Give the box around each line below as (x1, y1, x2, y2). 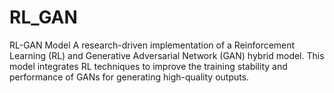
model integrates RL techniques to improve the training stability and (9, 60, 288, 72)
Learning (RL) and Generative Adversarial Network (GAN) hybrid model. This (9, 49, 325, 61)
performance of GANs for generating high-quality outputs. (9, 71, 250, 83)
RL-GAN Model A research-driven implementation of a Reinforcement (9, 39, 296, 51)
